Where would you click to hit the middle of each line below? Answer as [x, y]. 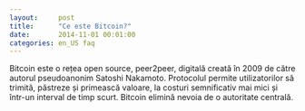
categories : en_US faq [52, 43]
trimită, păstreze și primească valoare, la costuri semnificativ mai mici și [144, 88]
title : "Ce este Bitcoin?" [70, 26]
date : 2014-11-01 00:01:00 [73, 34]
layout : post [42, 18]
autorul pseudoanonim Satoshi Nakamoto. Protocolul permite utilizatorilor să [152, 79]
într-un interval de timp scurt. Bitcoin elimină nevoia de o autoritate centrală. [152, 97]
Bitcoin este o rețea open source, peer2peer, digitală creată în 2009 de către [152, 69]
